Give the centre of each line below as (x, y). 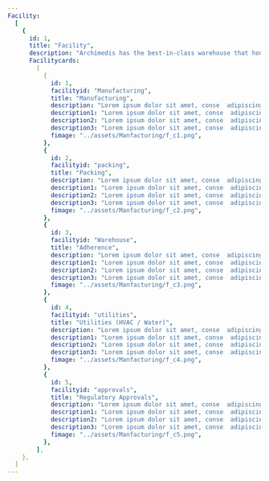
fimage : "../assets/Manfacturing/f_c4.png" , (126, 360)
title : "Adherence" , (85, 248)
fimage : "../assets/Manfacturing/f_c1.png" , (126, 135)
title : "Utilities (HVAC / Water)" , (112, 323)
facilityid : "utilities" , (94, 314)
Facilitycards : (54, 61)
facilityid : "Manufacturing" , (101, 90)
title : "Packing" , (81, 173)
